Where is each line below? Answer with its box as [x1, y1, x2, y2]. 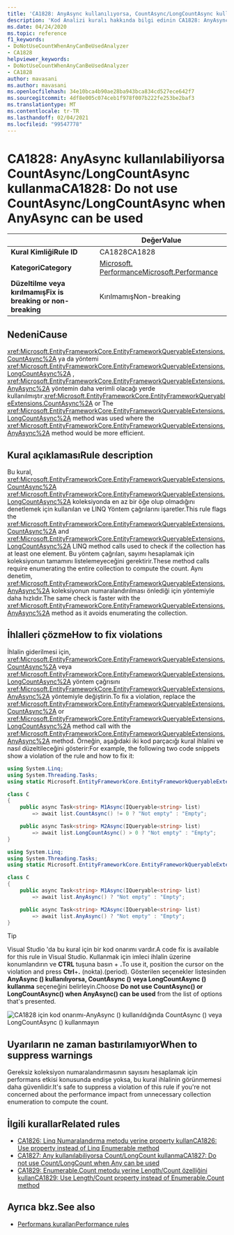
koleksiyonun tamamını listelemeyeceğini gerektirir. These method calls [7, 557, 210, 565]
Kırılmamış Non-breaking [100, 291, 181, 301]
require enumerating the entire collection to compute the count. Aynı [7, 564, 203, 573]
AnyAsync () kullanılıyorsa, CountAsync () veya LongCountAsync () [7, 975, 207, 983]
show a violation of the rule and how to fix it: [7, 751, 134, 760]
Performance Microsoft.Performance [100, 267, 218, 277]
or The [94, 399, 114, 407]
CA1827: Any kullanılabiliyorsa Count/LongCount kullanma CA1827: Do [17, 1151, 217, 1160]
